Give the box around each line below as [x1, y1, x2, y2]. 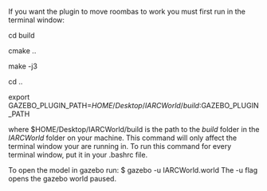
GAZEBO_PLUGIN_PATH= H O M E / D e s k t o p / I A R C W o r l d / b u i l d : [8, 101, 202, 110]
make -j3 [8, 61, 38, 71]
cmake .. [8, 46, 37, 55]
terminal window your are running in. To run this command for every [8, 142, 232, 150]
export [8, 92, 30, 102]
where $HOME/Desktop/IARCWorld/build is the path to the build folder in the [8, 125, 260, 134]
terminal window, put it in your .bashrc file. [8, 150, 148, 159]
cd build [8, 31, 35, 40]
